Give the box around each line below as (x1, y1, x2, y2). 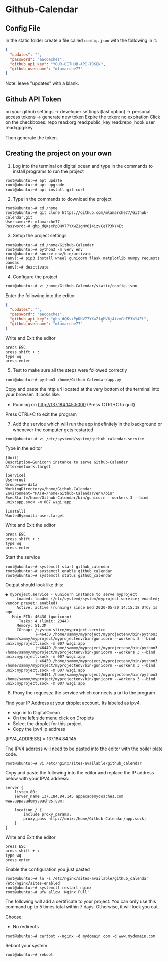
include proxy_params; (23, 812, 72, 817)
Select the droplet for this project (12, 720, 82, 727)
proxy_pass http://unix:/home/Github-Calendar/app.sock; (23, 816, 146, 821)
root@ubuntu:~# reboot (5, 952, 53, 957)
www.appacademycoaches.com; (5, 798, 65, 804)
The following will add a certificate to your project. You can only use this (5, 898, 156, 905)
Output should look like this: (5, 582, 63, 588)
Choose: (5, 914, 23, 920)
